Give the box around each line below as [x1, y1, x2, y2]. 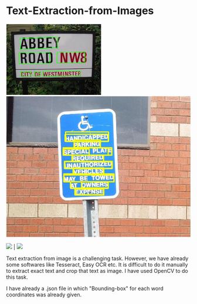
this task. [6, 274, 28, 281]
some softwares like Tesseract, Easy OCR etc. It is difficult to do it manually [6, 261, 188, 268]
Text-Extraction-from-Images [6, 4, 154, 18]
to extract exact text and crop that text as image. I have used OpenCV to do [6, 268, 189, 275]
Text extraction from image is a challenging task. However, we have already [6, 255, 189, 262]
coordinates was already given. [6, 291, 82, 298]
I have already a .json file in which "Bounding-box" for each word [6, 285, 164, 292]
